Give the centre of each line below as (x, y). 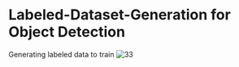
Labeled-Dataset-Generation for (120, 15)
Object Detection (67, 32)
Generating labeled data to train (62, 54)
